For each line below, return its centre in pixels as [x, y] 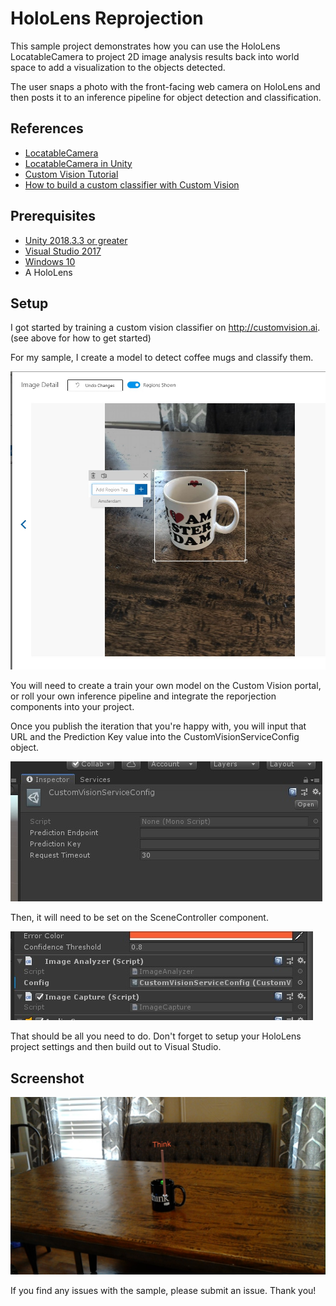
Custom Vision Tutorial [71, 174]
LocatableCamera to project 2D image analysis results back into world [155, 56]
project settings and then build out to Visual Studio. [116, 1047]
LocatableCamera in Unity [78, 163]
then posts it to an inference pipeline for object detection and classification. [166, 97]
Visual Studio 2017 [63, 251]
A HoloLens [48, 272]
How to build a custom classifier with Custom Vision [132, 184]
